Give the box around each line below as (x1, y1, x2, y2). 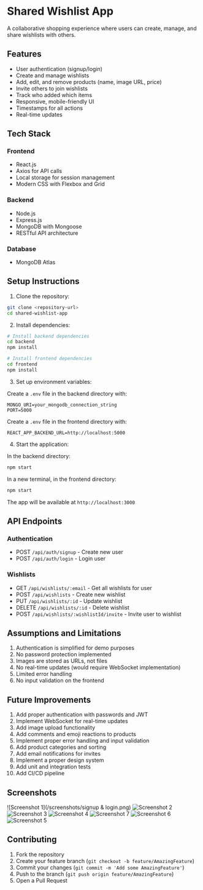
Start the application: (15, 440, 69, 448)
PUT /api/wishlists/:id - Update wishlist (15, 597, 123, 605)
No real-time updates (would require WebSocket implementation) (15, 664, 181, 671)
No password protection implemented (15, 651, 112, 658)
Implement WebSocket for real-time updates (15, 718, 128, 725)
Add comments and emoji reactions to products (15, 731, 137, 738)
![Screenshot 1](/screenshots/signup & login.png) (7, 804, 131, 811)
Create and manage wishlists (15, 72, 90, 79)
